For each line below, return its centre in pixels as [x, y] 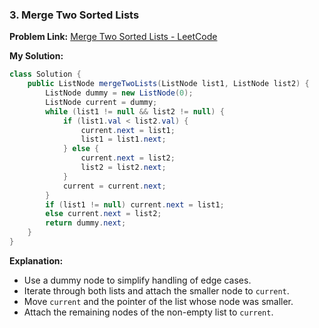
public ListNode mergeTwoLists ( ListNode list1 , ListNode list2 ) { [168, 84]
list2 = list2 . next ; [123, 168]
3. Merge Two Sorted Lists [74, 15]
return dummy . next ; [86, 223]
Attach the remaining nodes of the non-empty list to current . [148, 312]
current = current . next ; [114, 186]
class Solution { [45, 74]
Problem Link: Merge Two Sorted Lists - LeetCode [113, 37]
